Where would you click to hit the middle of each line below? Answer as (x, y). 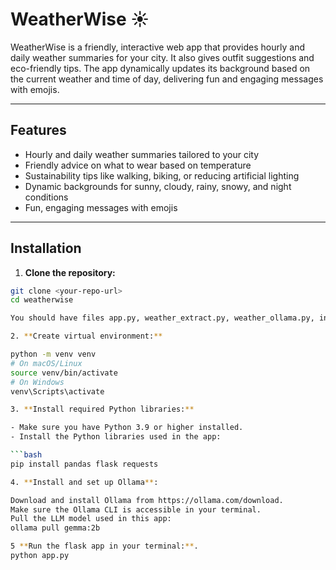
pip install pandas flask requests (84, 464)
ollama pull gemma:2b (55, 528)
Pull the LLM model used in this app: (91, 519)
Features (38, 130)
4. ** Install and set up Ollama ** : (84, 482)
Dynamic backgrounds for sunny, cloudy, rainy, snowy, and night (158, 186)
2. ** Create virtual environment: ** (86, 336)
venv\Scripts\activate (57, 391)
